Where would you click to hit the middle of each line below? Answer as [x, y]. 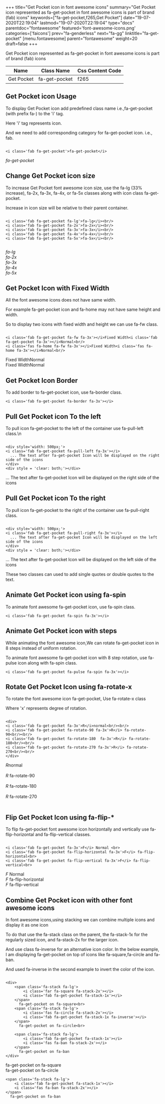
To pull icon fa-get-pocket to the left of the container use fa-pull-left [75, 429]
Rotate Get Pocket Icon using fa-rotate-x [69, 687]
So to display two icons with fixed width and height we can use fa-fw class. [82, 324]
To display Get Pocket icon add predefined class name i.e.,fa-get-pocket [79, 108]
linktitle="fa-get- [142, 33]
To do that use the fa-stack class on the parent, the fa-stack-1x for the [77, 934]
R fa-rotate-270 [21, 797]
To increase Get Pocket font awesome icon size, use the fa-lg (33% [74, 188]
